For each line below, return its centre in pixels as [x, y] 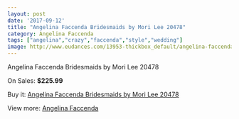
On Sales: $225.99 [35, 81]
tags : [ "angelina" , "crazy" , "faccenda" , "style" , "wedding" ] [95, 40]
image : [17, 47]
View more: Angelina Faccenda [53, 108]
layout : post [27, 14]
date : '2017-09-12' [36, 21]
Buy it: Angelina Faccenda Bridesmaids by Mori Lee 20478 [93, 94]
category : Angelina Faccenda [51, 34]
